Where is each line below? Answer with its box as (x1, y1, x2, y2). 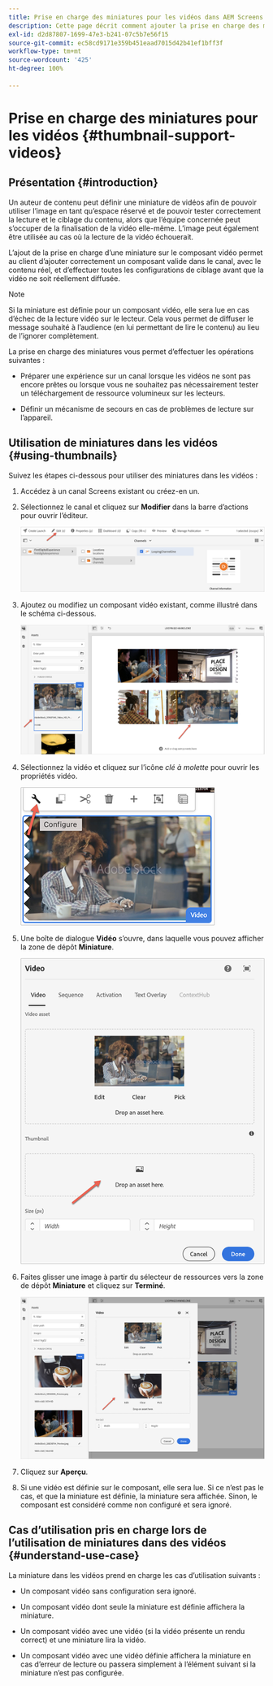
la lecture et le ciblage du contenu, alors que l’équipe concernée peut (8, 214, 241, 224)
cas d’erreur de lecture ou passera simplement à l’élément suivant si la (19, 1659, 256, 1669)
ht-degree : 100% (8, 65, 63, 73)
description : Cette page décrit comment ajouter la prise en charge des (8, 21, 260, 30)
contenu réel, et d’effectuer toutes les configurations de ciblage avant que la (8, 265, 264, 275)
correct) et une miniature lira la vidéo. (19, 1635, 146, 1645)
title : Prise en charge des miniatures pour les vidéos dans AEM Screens (8, 13, 264, 21)
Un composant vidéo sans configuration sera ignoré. (19, 1586, 197, 1596)
